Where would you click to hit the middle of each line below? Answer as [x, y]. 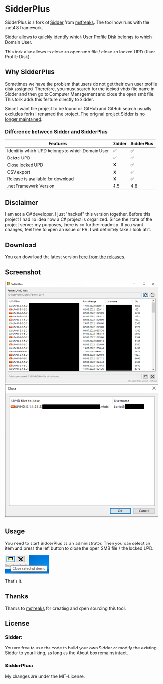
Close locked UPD [25, 165]
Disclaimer [22, 202]
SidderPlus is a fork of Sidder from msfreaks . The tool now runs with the [77, 22]
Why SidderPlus [30, 72]
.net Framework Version [31, 186]
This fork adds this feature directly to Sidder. [50, 99]
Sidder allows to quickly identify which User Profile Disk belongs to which [79, 37]
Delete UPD [19, 158]
